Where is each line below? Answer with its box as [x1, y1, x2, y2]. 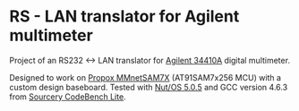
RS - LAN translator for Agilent [9, 6, 240, 27]
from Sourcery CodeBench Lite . [9, 91, 127, 102]
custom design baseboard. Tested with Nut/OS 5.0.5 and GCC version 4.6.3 [9, 81, 288, 92]
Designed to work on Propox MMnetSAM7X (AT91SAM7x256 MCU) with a [9, 72, 282, 82]
